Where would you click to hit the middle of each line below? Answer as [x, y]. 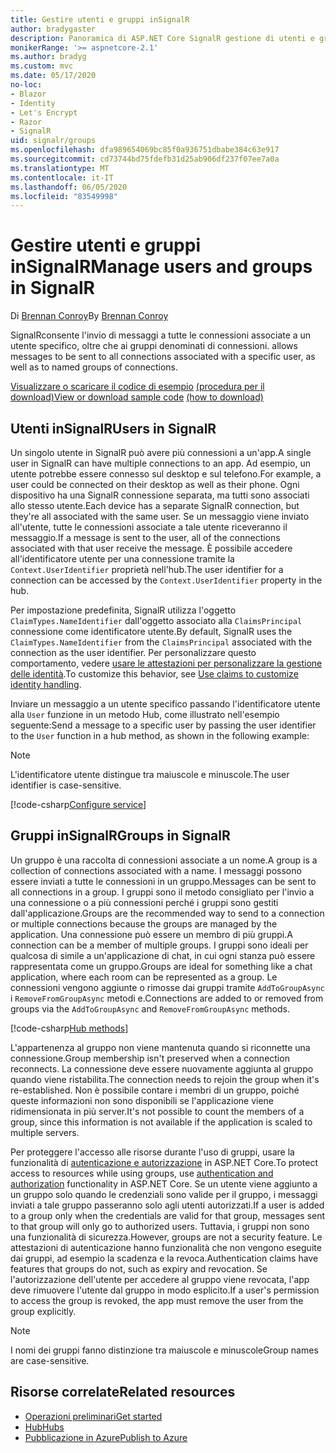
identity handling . [46, 684]
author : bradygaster [53, 29]
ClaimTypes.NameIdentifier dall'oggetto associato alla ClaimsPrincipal [156, 620]
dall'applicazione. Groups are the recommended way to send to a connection [167, 913]
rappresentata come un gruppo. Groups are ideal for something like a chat [161, 966]
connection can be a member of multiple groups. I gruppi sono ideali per [159, 945]
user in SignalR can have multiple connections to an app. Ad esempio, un [160, 463]
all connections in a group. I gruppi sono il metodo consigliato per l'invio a [162, 892]
